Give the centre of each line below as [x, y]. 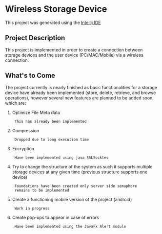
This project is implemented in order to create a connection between [74, 49]
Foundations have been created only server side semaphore [76, 186]
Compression [26, 130]
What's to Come [30, 76]
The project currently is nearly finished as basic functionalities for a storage [81, 87]
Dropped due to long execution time [52, 140]
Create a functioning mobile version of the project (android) [72, 199]
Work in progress [32, 208]
